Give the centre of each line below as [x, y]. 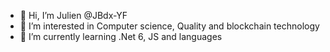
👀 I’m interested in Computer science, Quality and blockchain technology [169, 26]
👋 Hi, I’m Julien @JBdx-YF [73, 15]
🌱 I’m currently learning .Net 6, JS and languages [121, 36]
